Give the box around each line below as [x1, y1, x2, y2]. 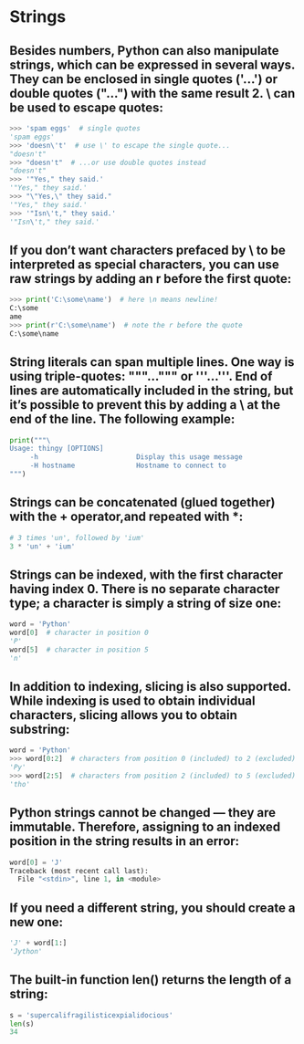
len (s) [9, 1019, 35, 1028]
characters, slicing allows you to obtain [9, 707, 237, 723]
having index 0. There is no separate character [9, 581, 280, 597]
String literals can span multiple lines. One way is [9, 354, 295, 371]
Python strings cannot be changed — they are [9, 805, 277, 820]
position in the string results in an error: [9, 833, 240, 850]
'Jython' [9, 946, 43, 955]
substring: [9, 722, 70, 737]
